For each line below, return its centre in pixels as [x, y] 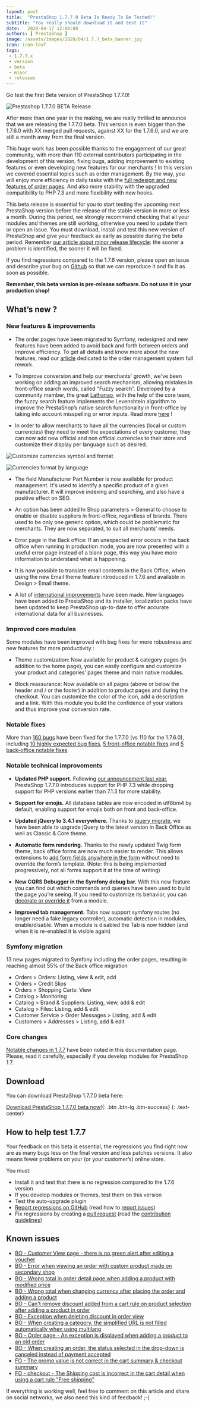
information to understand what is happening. [70, 559]
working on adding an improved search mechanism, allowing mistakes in [104, 382]
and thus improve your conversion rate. [63, 709]
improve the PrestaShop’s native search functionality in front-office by [101, 408]
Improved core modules [41, 629]
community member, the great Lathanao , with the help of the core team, [103, 395]
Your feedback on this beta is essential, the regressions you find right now [97, 1146]
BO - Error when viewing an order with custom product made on [93, 1265]
